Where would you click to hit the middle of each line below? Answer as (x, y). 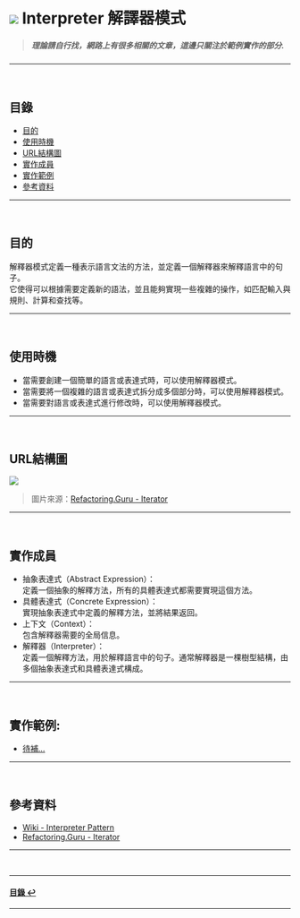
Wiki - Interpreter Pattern (68, 827)
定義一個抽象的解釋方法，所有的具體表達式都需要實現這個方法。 (139, 590)
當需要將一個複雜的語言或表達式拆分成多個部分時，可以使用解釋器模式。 (155, 391)
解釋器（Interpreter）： (63, 647)
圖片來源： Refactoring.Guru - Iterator (99, 499)
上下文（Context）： (58, 624)
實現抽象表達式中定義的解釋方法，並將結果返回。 (112, 613)
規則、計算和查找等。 (48, 300)
